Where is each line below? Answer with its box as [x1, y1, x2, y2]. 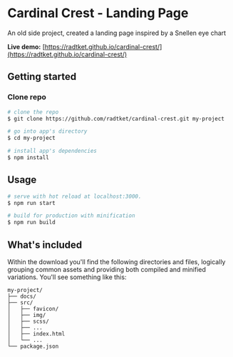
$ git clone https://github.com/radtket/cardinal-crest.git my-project [7, 115, 224, 122]
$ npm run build [7, 219, 56, 226]
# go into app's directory [7, 128, 88, 135]
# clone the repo [7, 109, 59, 116]
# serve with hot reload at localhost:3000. [7, 193, 142, 200]
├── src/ [7, 299, 33, 306]
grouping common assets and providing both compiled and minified [7, 266, 207, 273]
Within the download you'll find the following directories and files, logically [7, 258, 226, 266]
